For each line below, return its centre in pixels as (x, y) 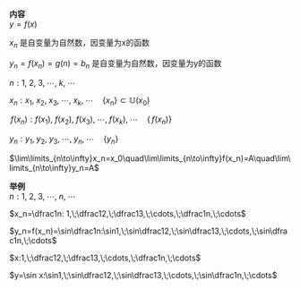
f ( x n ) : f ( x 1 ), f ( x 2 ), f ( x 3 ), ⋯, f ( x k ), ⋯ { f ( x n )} (91, 120)
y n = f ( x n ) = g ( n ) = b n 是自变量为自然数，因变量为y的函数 (116, 64)
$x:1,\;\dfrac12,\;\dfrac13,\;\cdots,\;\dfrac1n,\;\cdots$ (105, 258)
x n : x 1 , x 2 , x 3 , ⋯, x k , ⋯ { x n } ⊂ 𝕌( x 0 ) (80, 101)
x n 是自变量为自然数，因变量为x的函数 (80, 44)
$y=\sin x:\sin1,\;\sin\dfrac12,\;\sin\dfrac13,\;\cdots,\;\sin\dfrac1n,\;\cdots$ (143, 275)
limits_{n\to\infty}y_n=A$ (55, 167)
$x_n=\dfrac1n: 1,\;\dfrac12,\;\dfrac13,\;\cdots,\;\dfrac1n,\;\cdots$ (128, 213)
